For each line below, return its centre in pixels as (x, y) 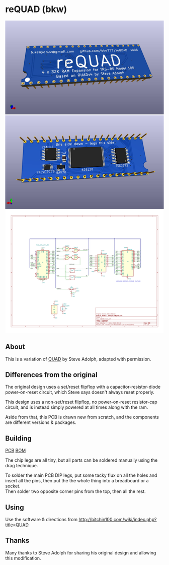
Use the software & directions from (41, 520)
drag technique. (22, 466)
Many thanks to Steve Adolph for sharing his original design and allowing (81, 552)
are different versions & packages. (41, 422)
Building (18, 438)
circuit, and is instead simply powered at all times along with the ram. (77, 407)
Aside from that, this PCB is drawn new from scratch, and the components (82, 417)
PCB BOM (16, 451)
